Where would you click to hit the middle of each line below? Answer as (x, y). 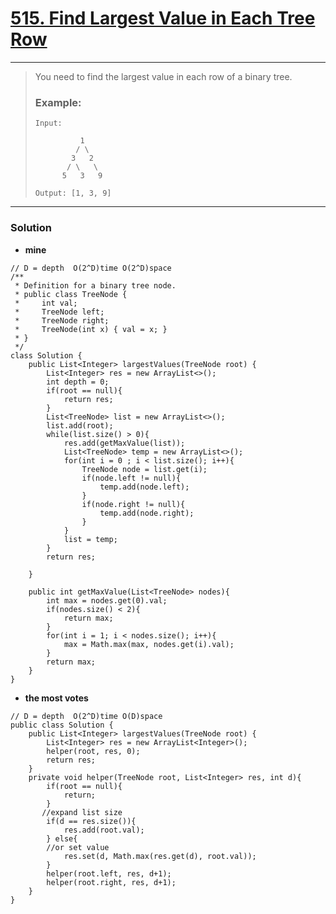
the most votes (56, 698)
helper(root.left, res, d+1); (109, 873)
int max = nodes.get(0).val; (107, 600)
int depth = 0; (78, 382)
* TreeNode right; (62, 320)
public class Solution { (62, 725)
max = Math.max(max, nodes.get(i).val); (149, 644)
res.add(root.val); (104, 830)
